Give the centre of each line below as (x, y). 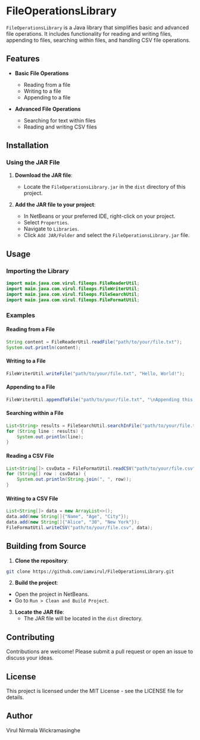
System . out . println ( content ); (44, 347)
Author (19, 716)
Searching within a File (35, 413)
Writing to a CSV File (32, 498)
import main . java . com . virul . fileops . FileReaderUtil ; (73, 283)
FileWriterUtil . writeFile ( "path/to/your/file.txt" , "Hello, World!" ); (96, 373)
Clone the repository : (42, 560)
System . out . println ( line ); (50, 437)
